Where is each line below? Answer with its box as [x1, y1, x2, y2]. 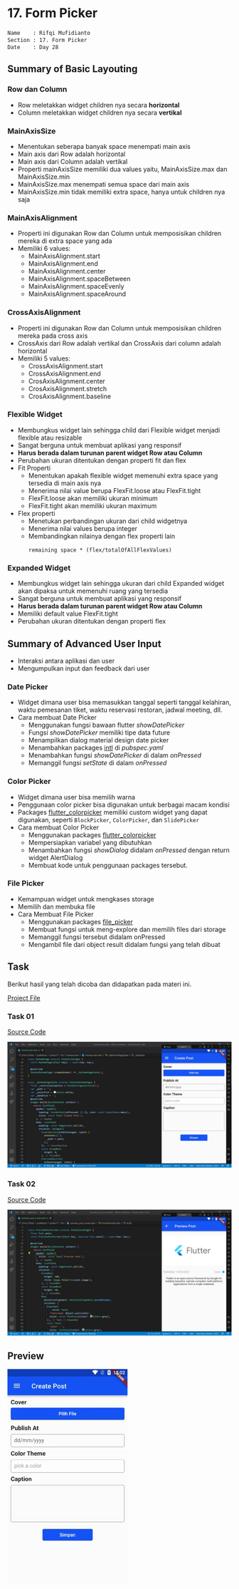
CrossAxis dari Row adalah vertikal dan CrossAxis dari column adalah [17, 338, 222, 347]
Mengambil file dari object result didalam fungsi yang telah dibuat [28, 940, 221, 948]
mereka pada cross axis [17, 331, 88, 340]
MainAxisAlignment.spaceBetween [28, 274, 131, 283]
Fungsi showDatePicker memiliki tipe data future [28, 728, 171, 737]
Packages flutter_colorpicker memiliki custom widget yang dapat [17, 807, 208, 817]
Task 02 [7, 1179, 36, 1189]
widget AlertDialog [28, 853, 83, 861]
